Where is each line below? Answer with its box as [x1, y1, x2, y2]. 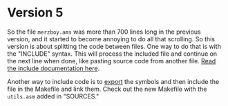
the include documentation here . [7, 64, 100, 72]
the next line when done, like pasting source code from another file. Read [7, 56, 216, 65]
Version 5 [7, 5, 64, 21]
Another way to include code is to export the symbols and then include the [7, 77, 220, 85]
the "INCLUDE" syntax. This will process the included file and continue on [7, 50, 218, 58]
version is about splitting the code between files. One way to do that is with [7, 42, 221, 50]
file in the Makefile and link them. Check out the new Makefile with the [7, 85, 207, 93]
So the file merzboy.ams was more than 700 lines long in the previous [7, 28, 202, 36]
